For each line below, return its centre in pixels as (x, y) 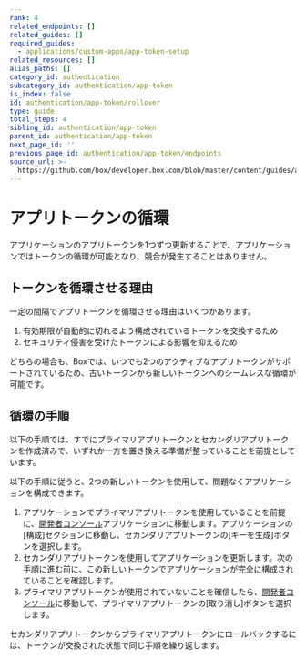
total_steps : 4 (38, 119)
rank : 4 (24, 18)
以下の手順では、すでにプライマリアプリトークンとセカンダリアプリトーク (149, 439)
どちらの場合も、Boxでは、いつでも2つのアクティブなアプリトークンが (142, 361)
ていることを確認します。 (70, 580)
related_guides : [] (46, 35)
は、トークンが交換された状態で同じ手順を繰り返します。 (117, 645)
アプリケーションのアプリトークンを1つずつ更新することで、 (122, 245)
